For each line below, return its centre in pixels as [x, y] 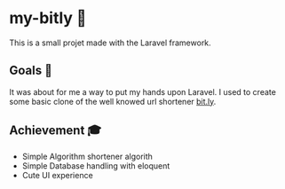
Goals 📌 [31, 71]
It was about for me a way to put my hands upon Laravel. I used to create [143, 91]
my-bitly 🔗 [48, 18]
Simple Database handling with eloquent [96, 165]
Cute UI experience [57, 175]
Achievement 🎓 [55, 131]
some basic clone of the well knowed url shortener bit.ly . [113, 101]
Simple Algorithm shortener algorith [87, 156]
